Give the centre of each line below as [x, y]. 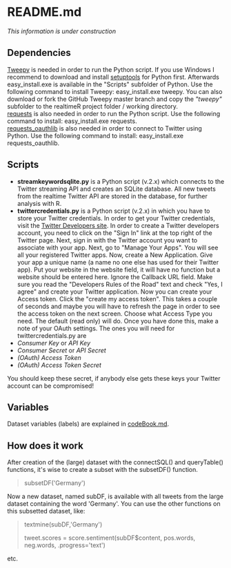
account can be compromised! [51, 386]
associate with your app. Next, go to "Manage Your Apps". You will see [118, 247]
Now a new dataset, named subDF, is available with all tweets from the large [115, 496]
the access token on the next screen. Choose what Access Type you [114, 313]
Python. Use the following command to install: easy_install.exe [96, 135]
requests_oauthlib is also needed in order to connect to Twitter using [104, 128]
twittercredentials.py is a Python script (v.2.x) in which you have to [113, 211]
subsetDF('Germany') [55, 483]
